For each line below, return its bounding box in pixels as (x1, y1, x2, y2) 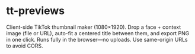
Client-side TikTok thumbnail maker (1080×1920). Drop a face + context (6, 23, 181, 31)
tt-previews (6, 4, 65, 18)
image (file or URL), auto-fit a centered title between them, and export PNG (6, 29, 190, 36)
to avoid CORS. (6, 42, 43, 49)
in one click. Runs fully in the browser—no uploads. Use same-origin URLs (6, 36, 188, 43)
